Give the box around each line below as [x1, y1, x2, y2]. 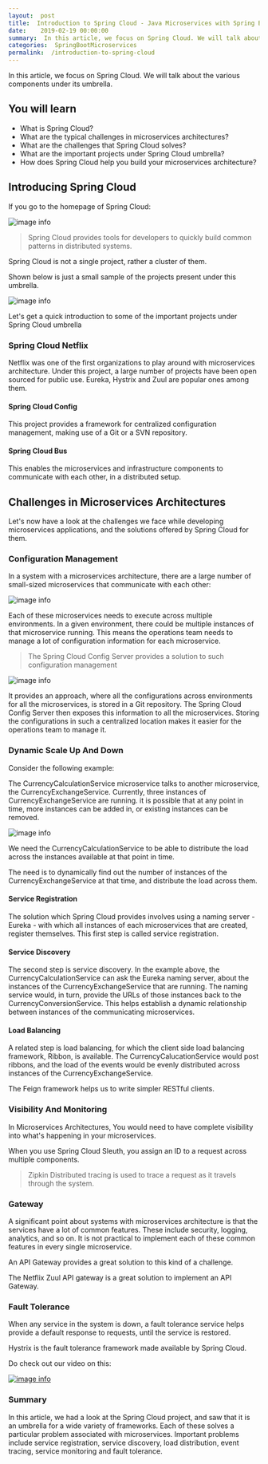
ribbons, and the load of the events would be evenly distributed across [8, 1060, 241, 1070]
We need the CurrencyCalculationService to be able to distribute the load [8, 843, 249, 853]
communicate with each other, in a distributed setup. [8, 472, 182, 482]
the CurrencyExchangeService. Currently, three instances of [8, 787, 207, 796]
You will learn [8, 102, 77, 116]
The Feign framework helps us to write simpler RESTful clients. [8, 1084, 215, 1094]
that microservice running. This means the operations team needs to [8, 628, 234, 637]
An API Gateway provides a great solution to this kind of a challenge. [8, 1257, 234, 1267]
